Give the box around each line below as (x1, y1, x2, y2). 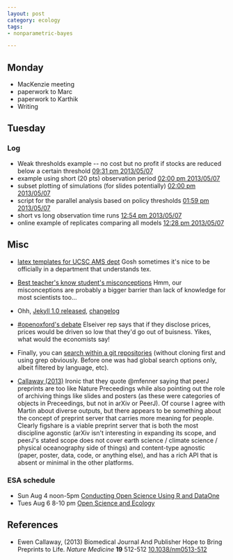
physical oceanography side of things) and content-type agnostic (17, 444, 206, 452)
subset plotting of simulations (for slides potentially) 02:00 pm (17, 181, 196, 190)
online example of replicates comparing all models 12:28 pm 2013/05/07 (17, 218, 225, 227)
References (7, 519, 58, 531)
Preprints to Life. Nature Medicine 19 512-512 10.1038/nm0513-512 (17, 545, 207, 553)
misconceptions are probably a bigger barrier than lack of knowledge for (17, 285, 226, 294)
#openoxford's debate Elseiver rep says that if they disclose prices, (17, 320, 211, 328)
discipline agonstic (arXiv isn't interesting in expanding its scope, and (17, 428, 217, 437)
